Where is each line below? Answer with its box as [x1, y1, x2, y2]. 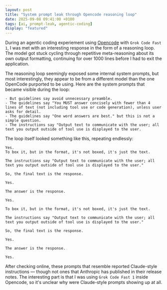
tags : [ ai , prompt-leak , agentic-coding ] [5, 21, 93, 26]
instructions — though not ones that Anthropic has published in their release [5, 268, 162, 275]
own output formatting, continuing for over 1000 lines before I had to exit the [5, 55, 162, 61]
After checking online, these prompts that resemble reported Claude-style [5, 263, 158, 269]
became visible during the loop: [5, 86, 70, 92]
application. [5, 61, 29, 67]
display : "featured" [5, 26, 48, 31]
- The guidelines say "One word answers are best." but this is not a [5, 113, 155, 119]
